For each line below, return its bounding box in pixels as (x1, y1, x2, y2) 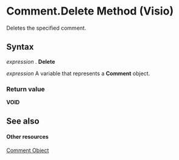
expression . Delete (6, 58, 55, 65)
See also (6, 116, 40, 127)
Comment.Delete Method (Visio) (6, 4, 174, 18)
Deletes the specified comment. (6, 24, 86, 32)
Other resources (6, 133, 49, 141)
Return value (6, 85, 45, 93)
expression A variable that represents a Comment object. (6, 70, 150, 77)
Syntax (6, 42, 34, 52)
